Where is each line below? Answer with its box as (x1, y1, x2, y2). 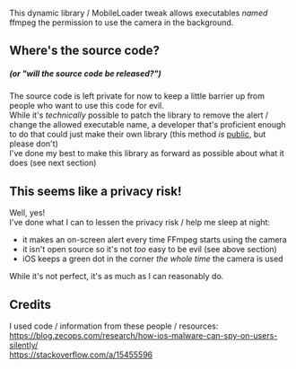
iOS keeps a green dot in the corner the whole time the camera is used (22, 253, 284, 264)
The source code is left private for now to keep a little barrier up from (9, 91, 266, 101)
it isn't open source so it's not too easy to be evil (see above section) (22, 244, 278, 255)
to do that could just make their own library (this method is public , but (9, 129, 266, 140)
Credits (9, 296, 52, 312)
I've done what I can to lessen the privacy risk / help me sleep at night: (9, 217, 271, 228)
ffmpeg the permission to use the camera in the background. (9, 17, 234, 28)
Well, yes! (9, 207, 46, 218)
